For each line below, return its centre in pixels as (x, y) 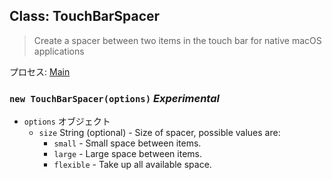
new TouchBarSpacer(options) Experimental (114, 98)
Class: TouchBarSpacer (85, 16)
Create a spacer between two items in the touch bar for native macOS (177, 40)
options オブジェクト (67, 121)
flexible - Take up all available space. (132, 165)
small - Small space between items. (127, 143)
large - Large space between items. (127, 154)
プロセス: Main (40, 71)
